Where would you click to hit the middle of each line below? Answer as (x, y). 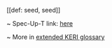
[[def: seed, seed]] (34, 10)
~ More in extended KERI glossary (56, 37)
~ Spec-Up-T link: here (40, 23)
